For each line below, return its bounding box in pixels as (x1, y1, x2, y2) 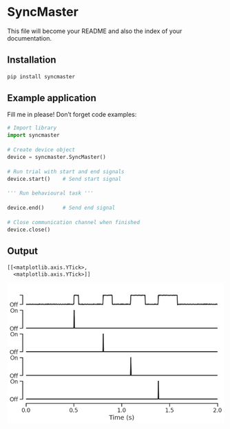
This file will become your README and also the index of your (7, 27, 182, 35)
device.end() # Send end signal (7, 204, 116, 212)
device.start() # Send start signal (7, 175, 122, 182)
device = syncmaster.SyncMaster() (7, 153, 107, 160)
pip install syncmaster (7, 73, 76, 80)
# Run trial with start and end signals (7, 168, 125, 175)
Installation (7, 54, 56, 66)
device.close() (7, 226, 51, 233)
